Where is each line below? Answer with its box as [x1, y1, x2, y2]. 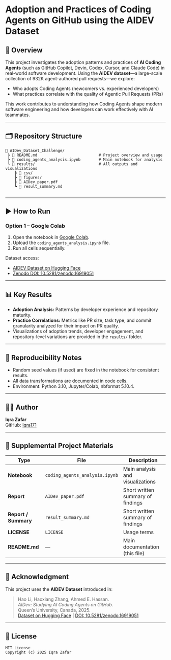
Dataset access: [5, 255, 39, 261]
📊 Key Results [5, 290, 52, 299]
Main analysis [123, 465, 156, 472]
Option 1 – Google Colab [5, 223, 65, 230]
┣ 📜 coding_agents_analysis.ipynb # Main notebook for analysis [7, 157, 163, 162]
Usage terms [123, 529, 154, 536]
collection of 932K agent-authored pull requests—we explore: [5, 76, 135, 81]
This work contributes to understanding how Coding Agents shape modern [5, 101, 162, 107]
